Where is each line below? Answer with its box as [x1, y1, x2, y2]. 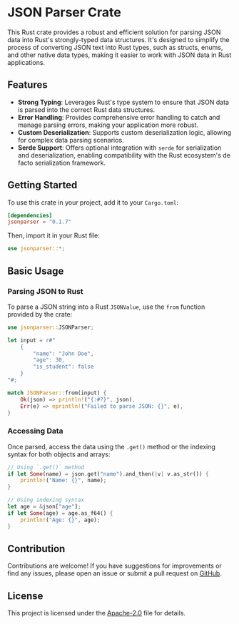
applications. [7, 58, 45, 66]
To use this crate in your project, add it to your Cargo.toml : [7, 198, 179, 207]
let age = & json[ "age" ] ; [7, 503, 81, 511]
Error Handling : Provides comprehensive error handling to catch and [17, 113, 220, 121]
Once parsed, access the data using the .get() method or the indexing [7, 442, 216, 451]
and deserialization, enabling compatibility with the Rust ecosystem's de [17, 150, 230, 159]
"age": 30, [33, 357, 66, 364]
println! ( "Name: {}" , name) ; [20, 477, 107, 484]
